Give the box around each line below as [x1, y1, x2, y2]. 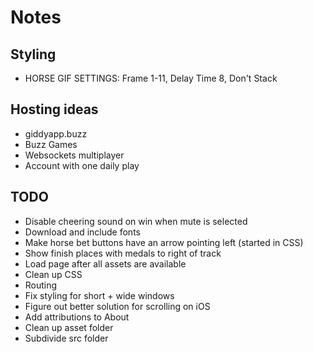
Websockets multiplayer [24, 149, 125, 161]
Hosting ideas [10, 101, 99, 118]
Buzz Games [24, 138, 78, 150]
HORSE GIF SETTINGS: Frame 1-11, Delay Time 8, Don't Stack [24, 72, 278, 84]
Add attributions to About [24, 311, 130, 323]
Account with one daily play [24, 159, 140, 171]
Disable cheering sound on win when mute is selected [24, 215, 248, 227]
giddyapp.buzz [24, 127, 88, 140]
